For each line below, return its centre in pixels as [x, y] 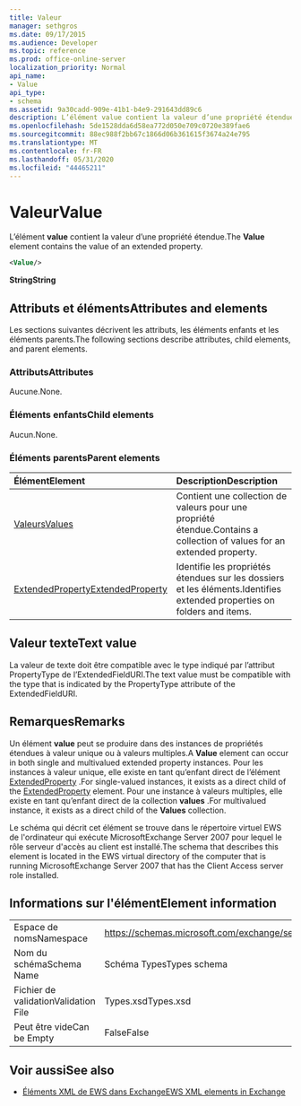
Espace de [36, 927]
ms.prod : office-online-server [68, 59]
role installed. [34, 875]
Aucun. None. [34, 434]
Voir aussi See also [62, 1070]
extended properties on [225, 600]
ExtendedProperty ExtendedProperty [90, 588]
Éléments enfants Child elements [82, 415]
